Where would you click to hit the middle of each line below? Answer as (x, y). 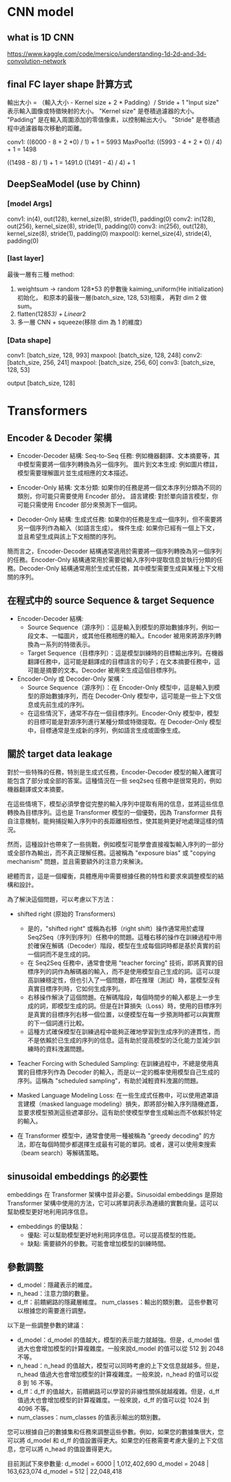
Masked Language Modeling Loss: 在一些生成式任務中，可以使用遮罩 (115, 1095)
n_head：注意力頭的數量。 (55, 1294)
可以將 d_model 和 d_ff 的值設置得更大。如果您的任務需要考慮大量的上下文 (112, 1441)
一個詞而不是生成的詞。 (60, 954)
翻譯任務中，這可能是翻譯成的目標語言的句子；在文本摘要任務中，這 (124, 662)
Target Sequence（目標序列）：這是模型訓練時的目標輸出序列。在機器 (125, 653)
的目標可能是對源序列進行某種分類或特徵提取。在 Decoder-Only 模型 (124, 721)
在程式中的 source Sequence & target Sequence (111, 601)
